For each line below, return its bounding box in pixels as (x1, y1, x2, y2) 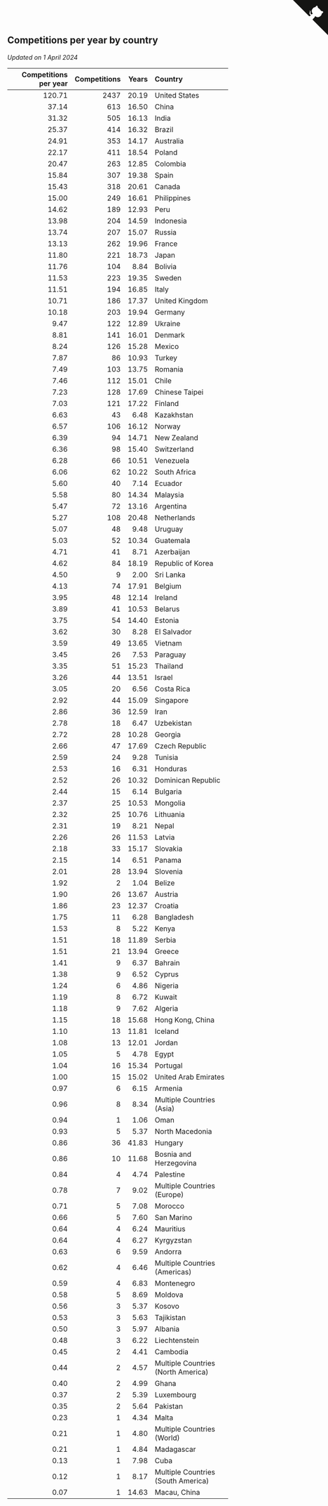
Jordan (154, 1037, 179, 1047)
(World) (154, 1433, 180, 1443)
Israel (154, 672, 173, 682)
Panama (154, 855, 182, 865)
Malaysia (154, 490, 184, 499)
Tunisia (154, 752, 179, 762)
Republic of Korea (154, 558, 214, 568)
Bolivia (154, 261, 177, 271)
